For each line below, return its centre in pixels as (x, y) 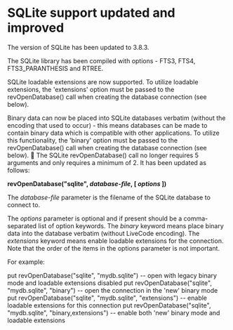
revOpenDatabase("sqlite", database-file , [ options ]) (87, 183)
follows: (19, 170)
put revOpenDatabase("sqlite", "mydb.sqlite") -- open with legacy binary (112, 275)
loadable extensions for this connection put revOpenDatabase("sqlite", (109, 305)
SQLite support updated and (91, 13)
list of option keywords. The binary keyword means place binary (131, 225)
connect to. (24, 204)
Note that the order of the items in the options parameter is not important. (113, 248)
